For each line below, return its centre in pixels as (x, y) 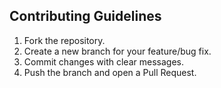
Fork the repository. (64, 40)
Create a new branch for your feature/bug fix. (117, 51)
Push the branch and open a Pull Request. (110, 72)
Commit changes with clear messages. (103, 61)
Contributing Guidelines (85, 16)
